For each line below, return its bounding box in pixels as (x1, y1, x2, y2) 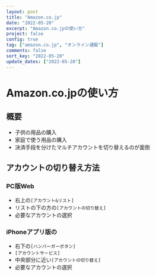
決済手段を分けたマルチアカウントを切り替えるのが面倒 (14, 144, 150, 151)
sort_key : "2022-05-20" (6, 53, 65, 59)
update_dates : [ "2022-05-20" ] (6, 58, 81, 64)
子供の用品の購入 (14, 129, 57, 136)
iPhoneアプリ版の (6, 228, 58, 236)
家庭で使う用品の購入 (14, 136, 67, 143)
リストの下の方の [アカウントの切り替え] (14, 204, 107, 212)
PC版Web (6, 182, 34, 190)
